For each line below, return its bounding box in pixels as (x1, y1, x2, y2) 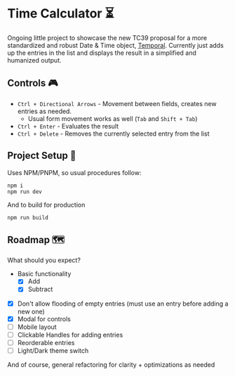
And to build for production (7, 200, 86, 209)
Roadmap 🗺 (7, 233, 65, 246)
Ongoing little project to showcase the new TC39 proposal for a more (7, 33, 208, 42)
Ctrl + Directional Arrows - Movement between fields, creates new (17, 99, 217, 108)
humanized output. (7, 56, 62, 64)
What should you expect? (7, 256, 81, 264)
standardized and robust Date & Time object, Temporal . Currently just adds (7, 41, 224, 49)
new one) (17, 307, 46, 316)
